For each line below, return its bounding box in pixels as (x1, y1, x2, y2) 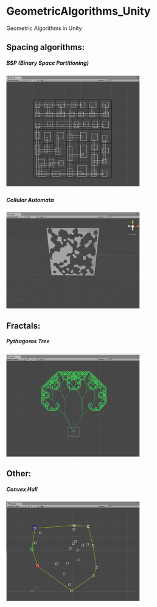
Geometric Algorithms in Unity (6, 24, 82, 32)
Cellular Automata (6, 196, 54, 203)
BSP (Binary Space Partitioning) (6, 59, 89, 67)
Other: (6, 468, 32, 479)
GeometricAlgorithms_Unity (6, 4, 151, 18)
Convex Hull (6, 485, 38, 493)
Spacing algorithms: (6, 42, 85, 53)
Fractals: (6, 321, 41, 331)
